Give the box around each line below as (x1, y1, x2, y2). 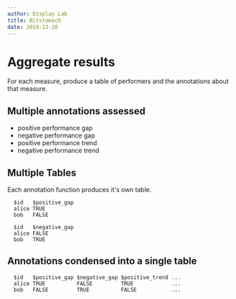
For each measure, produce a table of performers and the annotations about (7, 77, 229, 85)
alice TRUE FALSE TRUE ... (13, 280, 181, 287)
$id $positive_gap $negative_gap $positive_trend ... (13, 274, 181, 281)
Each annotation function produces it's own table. (7, 185, 151, 194)
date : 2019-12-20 (7, 23, 58, 30)
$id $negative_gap (13, 224, 74, 231)
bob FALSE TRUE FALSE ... (13, 286, 181, 293)
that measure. (7, 85, 48, 93)
